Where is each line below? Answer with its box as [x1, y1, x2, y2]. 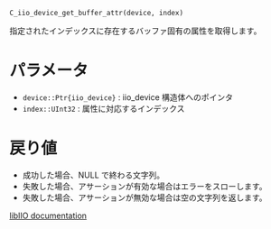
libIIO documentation [9, 210, 88, 221]
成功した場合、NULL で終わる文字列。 [22, 169, 165, 180]
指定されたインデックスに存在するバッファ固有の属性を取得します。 [9, 25, 262, 36]
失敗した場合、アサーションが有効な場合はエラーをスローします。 [22, 180, 268, 191]
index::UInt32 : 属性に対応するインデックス [22, 103, 185, 114]
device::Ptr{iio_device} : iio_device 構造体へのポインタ [22, 91, 233, 103]
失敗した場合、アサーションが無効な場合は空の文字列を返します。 [22, 192, 268, 203]
